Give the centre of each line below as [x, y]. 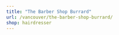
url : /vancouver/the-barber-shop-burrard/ [59, 17]
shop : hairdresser [29, 23]
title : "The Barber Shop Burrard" [49, 12]
